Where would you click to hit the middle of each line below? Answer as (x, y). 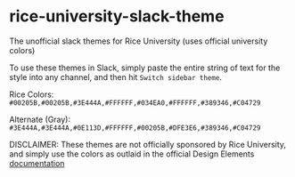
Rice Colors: (32, 94)
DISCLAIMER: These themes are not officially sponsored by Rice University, (148, 144)
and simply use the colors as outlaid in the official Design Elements (132, 154)
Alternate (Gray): (40, 119)
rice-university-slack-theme (117, 16)
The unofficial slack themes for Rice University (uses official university (139, 41)
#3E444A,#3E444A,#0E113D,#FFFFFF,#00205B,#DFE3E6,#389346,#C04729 (135, 128)
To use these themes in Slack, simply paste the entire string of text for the (145, 68)
